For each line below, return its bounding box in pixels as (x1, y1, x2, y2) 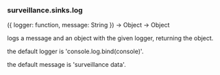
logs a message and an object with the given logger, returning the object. (7, 34, 214, 42)
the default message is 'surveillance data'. (7, 61, 126, 69)
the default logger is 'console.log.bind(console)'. (7, 47, 144, 56)
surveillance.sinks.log (7, 5, 84, 15)
